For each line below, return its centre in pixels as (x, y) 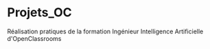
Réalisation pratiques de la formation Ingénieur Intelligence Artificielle (105, 31)
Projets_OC (39, 13)
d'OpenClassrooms (34, 38)
